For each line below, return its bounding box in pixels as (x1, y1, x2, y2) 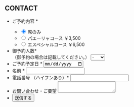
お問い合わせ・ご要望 (12, 88, 57, 94)
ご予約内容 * (12, 18, 38, 24)
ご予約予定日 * (12, 61, 42, 67)
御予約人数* (12, 47, 37, 54)
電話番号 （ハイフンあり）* (12, 74, 69, 80)
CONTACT (5, 4, 38, 13)
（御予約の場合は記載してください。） (12, 54, 90, 60)
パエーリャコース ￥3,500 (27, 35, 81, 41)
